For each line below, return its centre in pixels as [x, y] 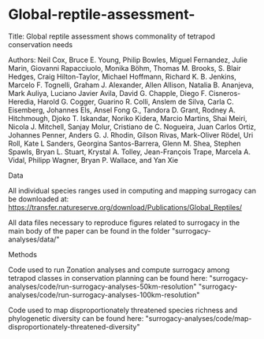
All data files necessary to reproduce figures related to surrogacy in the [124, 223]
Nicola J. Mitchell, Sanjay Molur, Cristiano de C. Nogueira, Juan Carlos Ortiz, [132, 127]
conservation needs [41, 44]
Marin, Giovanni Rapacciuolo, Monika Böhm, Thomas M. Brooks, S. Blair [125, 68]
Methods [23, 254]
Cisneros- [225, 93]
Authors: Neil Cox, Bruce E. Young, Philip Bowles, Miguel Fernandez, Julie [128, 60]
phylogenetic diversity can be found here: [76, 318]
